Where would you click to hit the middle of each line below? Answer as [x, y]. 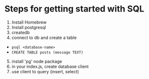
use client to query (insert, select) [45, 71]
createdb [21, 32]
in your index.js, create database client [50, 66]
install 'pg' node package [37, 61]
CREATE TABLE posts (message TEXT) [47, 52]
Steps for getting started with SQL [74, 9]
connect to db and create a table [44, 38]
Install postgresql [29, 27]
